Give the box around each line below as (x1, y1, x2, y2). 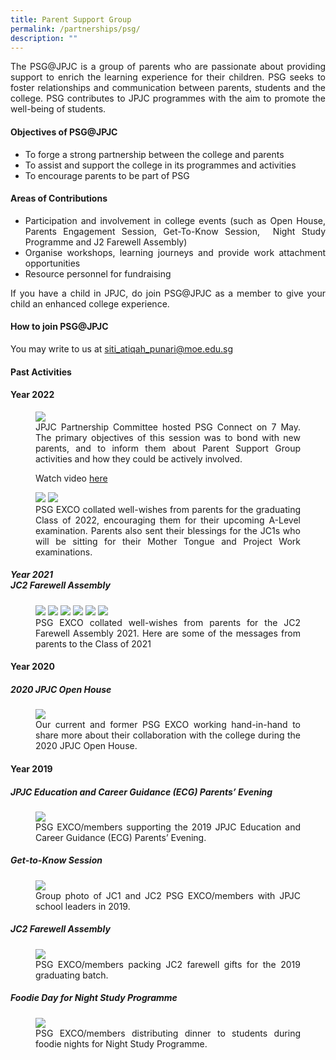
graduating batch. (35, 969, 109, 981)
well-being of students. (10, 103, 107, 115)
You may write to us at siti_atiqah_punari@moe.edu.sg (10, 342, 234, 355)
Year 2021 (10, 569, 53, 581)
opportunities (24, 257, 81, 269)
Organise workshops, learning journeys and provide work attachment (24, 246, 326, 258)
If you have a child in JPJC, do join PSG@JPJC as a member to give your (10, 287, 326, 299)
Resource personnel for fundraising (24, 267, 172, 280)
